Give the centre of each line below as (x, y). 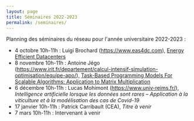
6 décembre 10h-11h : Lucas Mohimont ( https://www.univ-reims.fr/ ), (97, 88)
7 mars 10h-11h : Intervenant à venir (58, 113)
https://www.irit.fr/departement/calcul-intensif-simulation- (88, 69)
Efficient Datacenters (40, 57)
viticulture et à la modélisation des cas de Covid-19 (77, 100)
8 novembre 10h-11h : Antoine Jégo (57, 63)
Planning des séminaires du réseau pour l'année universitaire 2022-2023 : (96, 39)
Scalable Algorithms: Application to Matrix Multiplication (83, 82)
